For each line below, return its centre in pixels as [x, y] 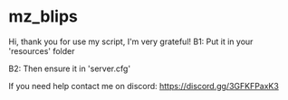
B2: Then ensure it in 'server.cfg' [70, 68]
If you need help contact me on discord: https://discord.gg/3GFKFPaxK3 [144, 86]
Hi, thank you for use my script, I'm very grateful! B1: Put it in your [131, 41]
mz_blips [43, 17]
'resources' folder [42, 50]
